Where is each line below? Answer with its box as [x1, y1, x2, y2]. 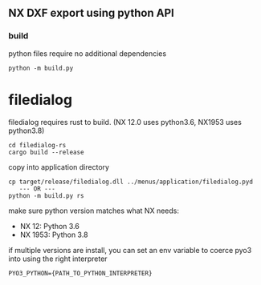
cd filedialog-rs [8, 141, 67, 149]
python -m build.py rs [8, 191, 84, 199]
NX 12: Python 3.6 [19, 221, 80, 231]
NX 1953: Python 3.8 [19, 230, 88, 239]
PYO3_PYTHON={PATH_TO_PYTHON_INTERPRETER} [8, 269, 153, 277]
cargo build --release [8, 148, 84, 156]
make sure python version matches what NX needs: [8, 206, 179, 215]
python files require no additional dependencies [8, 48, 167, 58]
